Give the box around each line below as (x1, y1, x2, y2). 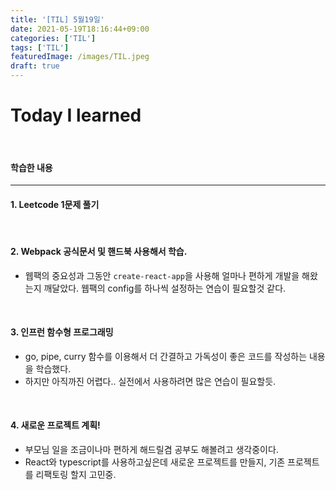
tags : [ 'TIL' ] (10, 42, 70, 53)
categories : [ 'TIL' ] (10, 33, 97, 43)
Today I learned (10, 104, 142, 127)
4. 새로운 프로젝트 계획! (10, 419, 101, 431)
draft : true (10, 61, 60, 71)
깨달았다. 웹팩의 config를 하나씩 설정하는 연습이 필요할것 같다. (43, 282, 287, 294)
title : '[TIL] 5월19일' (10, 14, 105, 25)
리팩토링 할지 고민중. (35, 468, 117, 480)
